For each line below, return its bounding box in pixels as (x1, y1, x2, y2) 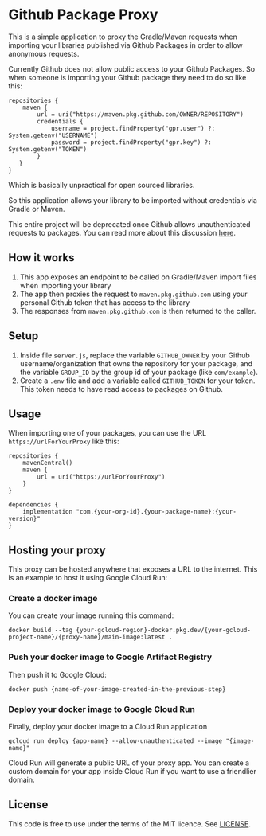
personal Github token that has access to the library (19, 297, 190, 307)
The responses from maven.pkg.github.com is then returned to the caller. (19, 306, 256, 315)
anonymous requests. (8, 49, 80, 58)
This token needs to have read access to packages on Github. (19, 384, 223, 393)
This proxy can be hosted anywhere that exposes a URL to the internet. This (8, 564, 258, 574)
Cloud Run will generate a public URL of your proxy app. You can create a (8, 758, 249, 768)
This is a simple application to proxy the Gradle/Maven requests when (8, 32, 237, 41)
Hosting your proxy (8, 543, 106, 557)
